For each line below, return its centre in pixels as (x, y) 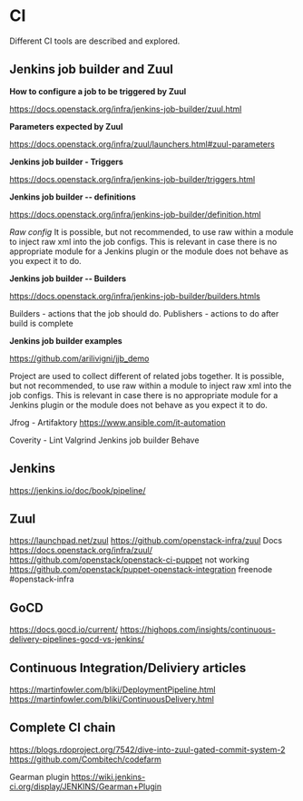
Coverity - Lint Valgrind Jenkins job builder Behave (104, 440)
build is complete (42, 323)
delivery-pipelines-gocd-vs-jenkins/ (77, 640)
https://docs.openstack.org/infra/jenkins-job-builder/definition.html (135, 214)
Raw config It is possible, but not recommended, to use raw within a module (151, 231)
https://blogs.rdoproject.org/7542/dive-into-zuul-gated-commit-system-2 (147, 749)
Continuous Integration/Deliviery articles (128, 668)
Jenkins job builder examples (66, 340)
